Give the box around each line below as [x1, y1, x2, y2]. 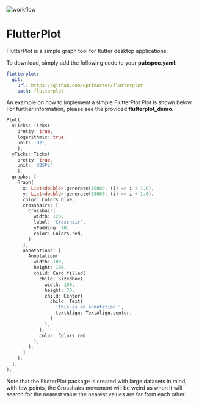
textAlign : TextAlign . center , [55, 310, 132, 316]
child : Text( [49, 299, 84, 305]
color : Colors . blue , [22, 196, 75, 202]
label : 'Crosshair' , [33, 219, 86, 226]
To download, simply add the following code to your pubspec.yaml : [6, 59, 177, 66]
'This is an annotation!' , [55, 304, 124, 310]
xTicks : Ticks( [12, 123, 51, 129]
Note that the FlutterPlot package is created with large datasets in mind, [6, 377, 187, 385]
